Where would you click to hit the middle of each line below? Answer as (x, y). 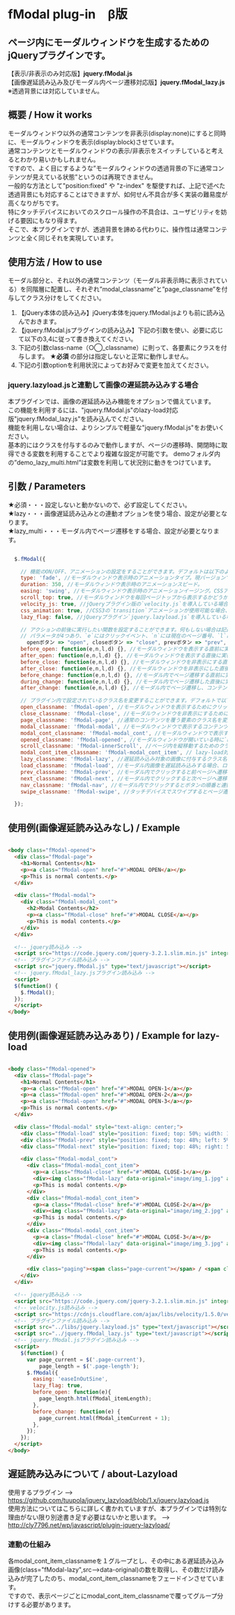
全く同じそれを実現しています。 (72, 237)
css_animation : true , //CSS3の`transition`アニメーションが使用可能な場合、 (126, 611)
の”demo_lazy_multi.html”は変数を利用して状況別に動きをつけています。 (112, 462)
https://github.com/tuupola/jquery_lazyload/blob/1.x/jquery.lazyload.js (108, 1500)
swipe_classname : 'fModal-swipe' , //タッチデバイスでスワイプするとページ (122, 791)
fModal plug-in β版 (68, 14)
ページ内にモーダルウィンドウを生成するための (109, 42)
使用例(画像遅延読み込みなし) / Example (94, 827)
